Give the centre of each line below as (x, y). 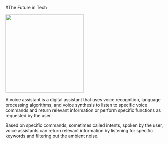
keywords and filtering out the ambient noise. (52, 136)
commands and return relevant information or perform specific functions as (83, 110)
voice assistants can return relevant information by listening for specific (79, 131)
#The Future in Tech (26, 7)
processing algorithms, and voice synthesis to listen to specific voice (76, 105)
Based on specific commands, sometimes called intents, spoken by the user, (84, 125)
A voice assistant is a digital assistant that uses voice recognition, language (83, 100)
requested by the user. (29, 116)
